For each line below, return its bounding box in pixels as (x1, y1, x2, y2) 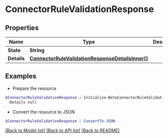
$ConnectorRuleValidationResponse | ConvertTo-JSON (5, 118, 115, 123)
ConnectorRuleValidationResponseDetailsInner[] (29, 55, 148, 62)
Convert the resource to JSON (12, 109, 75, 115)
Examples (5, 72, 36, 81)
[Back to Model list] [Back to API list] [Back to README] (5, 127, 120, 133)
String (29, 47, 45, 54)
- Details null (7, 99, 37, 105)
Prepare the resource (12, 85, 56, 91)
